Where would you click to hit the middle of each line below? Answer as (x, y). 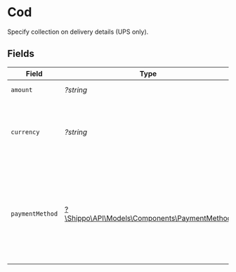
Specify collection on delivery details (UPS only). (78, 32)
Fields (21, 54)
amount (22, 90)
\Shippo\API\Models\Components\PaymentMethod (148, 218)
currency (25, 132)
